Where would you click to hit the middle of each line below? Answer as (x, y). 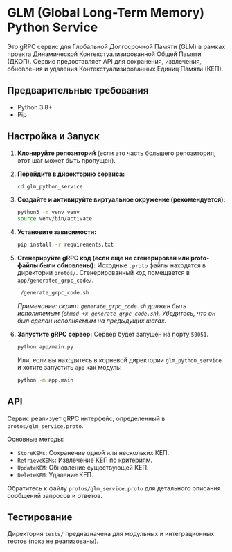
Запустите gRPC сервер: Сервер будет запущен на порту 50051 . (113, 334)
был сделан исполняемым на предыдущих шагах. (92, 321)
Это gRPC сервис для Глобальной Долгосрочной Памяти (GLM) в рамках (116, 46)
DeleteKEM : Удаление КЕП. (55, 474)
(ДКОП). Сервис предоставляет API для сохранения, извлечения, (105, 61)
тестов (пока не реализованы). (53, 541)
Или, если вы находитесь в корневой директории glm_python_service (119, 360)
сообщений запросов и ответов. (55, 495)
